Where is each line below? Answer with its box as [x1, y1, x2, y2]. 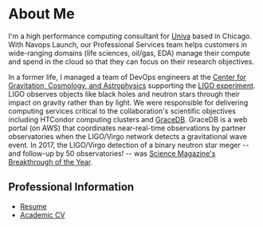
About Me [8, 5, 75, 23]
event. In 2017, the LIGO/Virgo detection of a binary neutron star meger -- [8, 140, 249, 149]
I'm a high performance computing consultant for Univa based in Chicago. [8, 31, 253, 41]
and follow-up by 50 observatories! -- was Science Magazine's [8, 149, 216, 158]
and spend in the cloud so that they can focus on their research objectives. [8, 57, 255, 66]
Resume [19, 201, 47, 211]
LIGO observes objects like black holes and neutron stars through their [8, 89, 241, 98]
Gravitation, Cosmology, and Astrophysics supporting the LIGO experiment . [8, 81, 256, 90]
